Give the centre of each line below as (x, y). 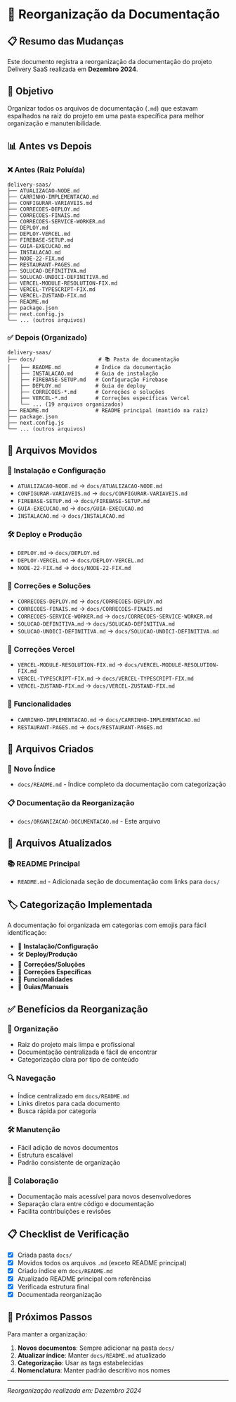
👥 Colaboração (33, 1181)
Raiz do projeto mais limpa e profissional (76, 1044)
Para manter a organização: (47, 1334)
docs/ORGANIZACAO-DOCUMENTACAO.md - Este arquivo (89, 821)
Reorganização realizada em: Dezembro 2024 (74, 1390)
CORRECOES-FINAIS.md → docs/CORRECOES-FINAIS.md (90, 609)
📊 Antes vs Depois (50, 146)
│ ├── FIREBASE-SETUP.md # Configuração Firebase (88, 380)
